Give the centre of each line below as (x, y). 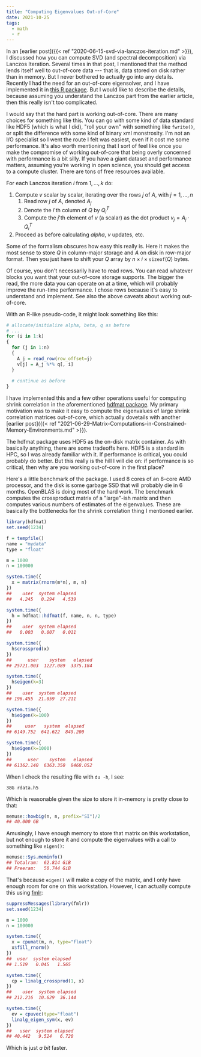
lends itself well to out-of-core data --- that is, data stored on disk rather (96, 70)
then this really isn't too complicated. (52, 102)
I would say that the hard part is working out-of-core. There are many (92, 114)
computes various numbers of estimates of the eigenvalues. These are (94, 504)
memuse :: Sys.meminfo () (34, 857)
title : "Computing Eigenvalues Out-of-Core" (63, 12)
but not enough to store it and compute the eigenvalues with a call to (91, 840)
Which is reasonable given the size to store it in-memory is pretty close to (97, 799)
